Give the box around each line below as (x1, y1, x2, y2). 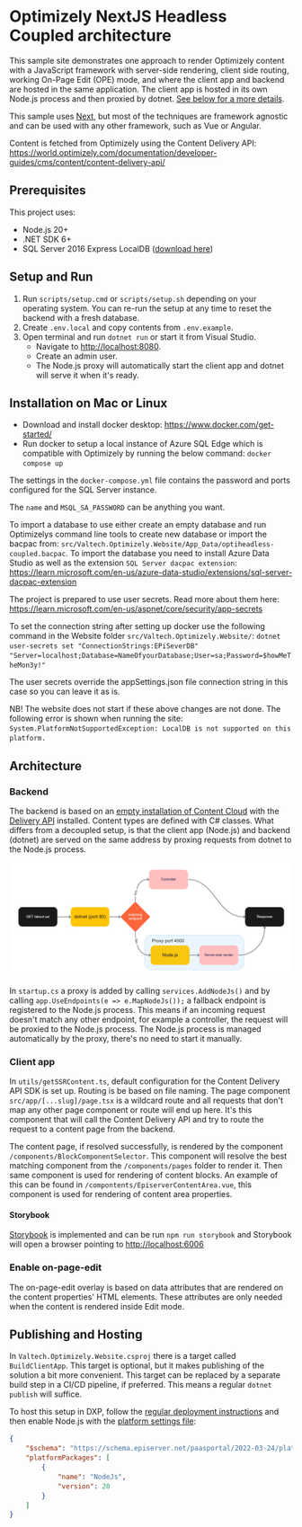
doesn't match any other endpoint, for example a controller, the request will (9, 1014, 289, 1025)
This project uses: (9, 207, 76, 218)
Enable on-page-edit (9, 1261, 102, 1274)
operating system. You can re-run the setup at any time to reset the (22, 303, 272, 314)
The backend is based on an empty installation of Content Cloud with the (9, 806, 280, 817)
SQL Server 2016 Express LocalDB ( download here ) (22, 243, 214, 253)
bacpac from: (9, 538, 59, 549)
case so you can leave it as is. (9, 686, 120, 697)
